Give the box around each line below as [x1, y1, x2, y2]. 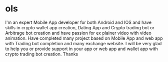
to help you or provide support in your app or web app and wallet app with [5, 46, 158, 52]
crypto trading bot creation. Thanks [5, 51, 78, 57]
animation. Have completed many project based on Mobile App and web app [5, 35, 163, 41]
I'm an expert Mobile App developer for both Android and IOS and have [5, 19, 151, 25]
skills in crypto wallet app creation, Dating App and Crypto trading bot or [5, 24, 155, 30]
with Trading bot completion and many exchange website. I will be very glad [5, 40, 162, 46]
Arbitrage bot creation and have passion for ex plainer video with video [5, 30, 151, 36]
